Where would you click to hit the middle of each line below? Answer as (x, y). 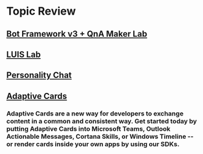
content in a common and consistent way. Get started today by (102, 121)
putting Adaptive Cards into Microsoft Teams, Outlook (88, 128)
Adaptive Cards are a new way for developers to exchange (95, 113)
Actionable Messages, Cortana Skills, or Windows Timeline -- (100, 136)
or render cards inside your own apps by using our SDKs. (93, 144)
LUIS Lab (24, 54)
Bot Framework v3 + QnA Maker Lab (77, 34)
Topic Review (41, 11)
